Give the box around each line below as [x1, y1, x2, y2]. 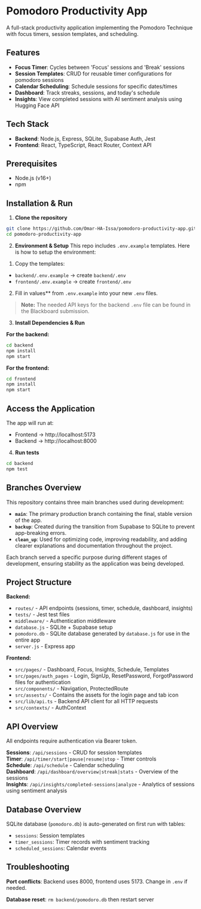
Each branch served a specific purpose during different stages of [6, 554, 167, 561]
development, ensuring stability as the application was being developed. [6, 560, 185, 567]
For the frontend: [6, 364, 50, 372]
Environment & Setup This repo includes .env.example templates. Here [14, 242, 190, 249]
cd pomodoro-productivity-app [6, 232, 82, 238]
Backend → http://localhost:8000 [14, 437, 97, 444]
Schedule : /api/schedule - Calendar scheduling [6, 762, 124, 769]
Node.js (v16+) [14, 175, 51, 182]
